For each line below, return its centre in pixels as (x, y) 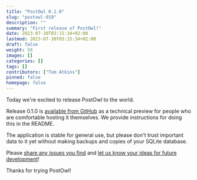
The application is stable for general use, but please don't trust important (95, 135)
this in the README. (30, 124)
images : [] (19, 55)
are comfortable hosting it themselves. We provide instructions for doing (94, 117)
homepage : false (26, 83)
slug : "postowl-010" (32, 17)
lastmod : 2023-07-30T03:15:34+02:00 (51, 39)
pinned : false (24, 77)
